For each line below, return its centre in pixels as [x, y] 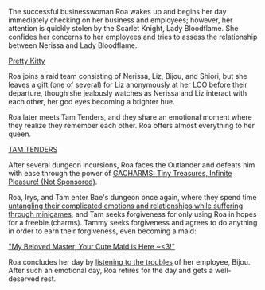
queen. [20, 134]
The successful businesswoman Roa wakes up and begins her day [117, 12]
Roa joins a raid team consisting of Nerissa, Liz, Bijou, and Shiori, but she [128, 76]
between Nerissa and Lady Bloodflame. [73, 45]
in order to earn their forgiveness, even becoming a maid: [102, 231]
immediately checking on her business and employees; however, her [121, 20]
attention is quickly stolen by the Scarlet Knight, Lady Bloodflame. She [123, 28]
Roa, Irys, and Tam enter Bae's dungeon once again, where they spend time [132, 197]
